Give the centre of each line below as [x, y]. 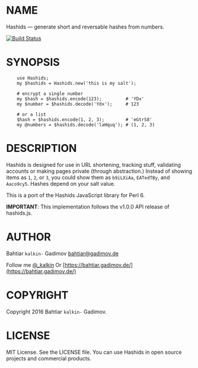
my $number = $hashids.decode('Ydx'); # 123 [78, 104]
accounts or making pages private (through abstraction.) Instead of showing [99, 171]
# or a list [31, 114]
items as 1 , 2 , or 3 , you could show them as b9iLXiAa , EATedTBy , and [88, 177]
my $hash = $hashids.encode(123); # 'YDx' [81, 99]
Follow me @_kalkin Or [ [36, 265]
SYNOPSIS [33, 62]
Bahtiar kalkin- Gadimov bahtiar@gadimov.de [63, 253]
